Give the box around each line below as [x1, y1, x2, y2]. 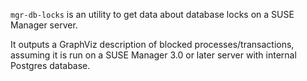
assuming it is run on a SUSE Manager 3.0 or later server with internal [10, 49, 297, 61]
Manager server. [10, 19, 78, 31]
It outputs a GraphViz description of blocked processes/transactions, [10, 39, 295, 50]
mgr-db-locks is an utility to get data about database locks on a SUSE [10, 9, 295, 20]
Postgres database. [10, 60, 91, 71]
